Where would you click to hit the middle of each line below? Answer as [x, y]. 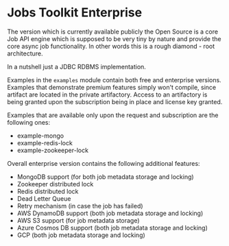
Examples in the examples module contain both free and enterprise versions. [114, 79]
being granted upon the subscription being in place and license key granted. [115, 101]
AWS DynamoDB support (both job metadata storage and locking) [110, 213]
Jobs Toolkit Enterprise [75, 13]
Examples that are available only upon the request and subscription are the [113, 115]
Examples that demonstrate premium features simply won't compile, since [112, 87]
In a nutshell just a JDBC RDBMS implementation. [76, 66]
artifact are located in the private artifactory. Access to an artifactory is [107, 95]
